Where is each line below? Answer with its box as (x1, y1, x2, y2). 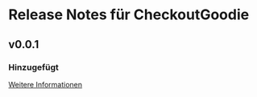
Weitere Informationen (8, 79, 83, 89)
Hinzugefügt (8, 62, 59, 73)
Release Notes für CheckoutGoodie (8, 6, 250, 24)
